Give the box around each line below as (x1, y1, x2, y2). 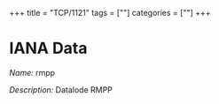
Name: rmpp (9, 67, 56, 78)
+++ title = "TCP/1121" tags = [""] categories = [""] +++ (9, 8, 211, 18)
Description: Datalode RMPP (9, 84, 113, 95)
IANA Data (9, 39, 88, 58)
